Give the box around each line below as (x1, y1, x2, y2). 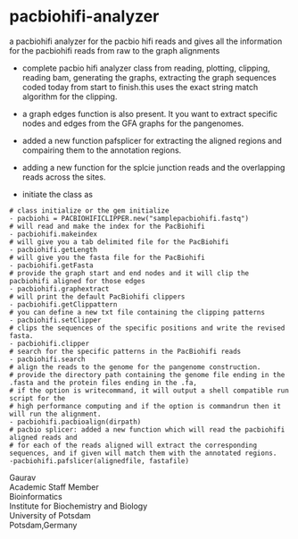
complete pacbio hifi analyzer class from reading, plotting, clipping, (21, 63, 270, 73)
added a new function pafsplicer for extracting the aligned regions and (21, 135, 283, 146)
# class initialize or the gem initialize (9, 206, 170, 215)
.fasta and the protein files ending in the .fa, (9, 378, 198, 387)
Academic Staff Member (9, 481, 100, 493)
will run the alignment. (9, 409, 102, 418)
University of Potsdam (9, 510, 91, 520)
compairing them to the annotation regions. (21, 145, 182, 156)
